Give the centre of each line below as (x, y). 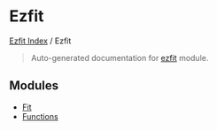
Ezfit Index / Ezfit (40, 41)
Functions (40, 116)
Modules (34, 86)
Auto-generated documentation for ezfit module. (120, 57)
